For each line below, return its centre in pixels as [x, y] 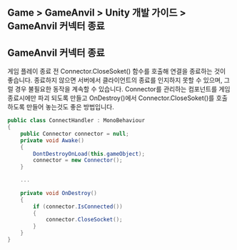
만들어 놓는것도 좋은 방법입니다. [70, 107]
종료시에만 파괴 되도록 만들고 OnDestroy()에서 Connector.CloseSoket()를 [111, 98]
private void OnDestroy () [59, 193]
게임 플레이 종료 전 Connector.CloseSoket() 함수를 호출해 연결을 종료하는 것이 [117, 71]
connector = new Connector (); [78, 160]
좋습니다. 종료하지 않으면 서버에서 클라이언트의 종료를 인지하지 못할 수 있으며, [115, 80]
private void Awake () [52, 140]
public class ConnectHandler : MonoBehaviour [76, 121]
